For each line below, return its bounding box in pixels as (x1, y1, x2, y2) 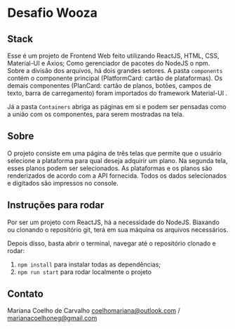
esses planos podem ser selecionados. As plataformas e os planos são (7, 164, 213, 172)
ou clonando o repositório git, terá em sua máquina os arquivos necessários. (7, 225, 229, 233)
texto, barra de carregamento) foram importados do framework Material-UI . (7, 89, 228, 97)
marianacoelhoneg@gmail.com (7, 314, 98, 323)
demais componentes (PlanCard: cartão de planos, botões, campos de (7, 82, 212, 89)
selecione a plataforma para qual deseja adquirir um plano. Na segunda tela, (7, 156, 228, 164)
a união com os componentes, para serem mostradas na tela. (7, 110, 184, 118)
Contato (7, 288, 43, 300)
